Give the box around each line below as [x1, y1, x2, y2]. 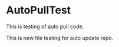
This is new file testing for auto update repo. [6, 34, 114, 41]
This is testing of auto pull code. [6, 23, 84, 30]
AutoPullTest [6, 4, 71, 17]
